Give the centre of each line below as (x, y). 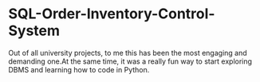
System (34, 31)
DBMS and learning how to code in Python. (79, 69)
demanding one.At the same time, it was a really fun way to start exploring (130, 61)
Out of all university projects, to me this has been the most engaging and (128, 53)
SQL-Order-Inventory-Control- (112, 14)
